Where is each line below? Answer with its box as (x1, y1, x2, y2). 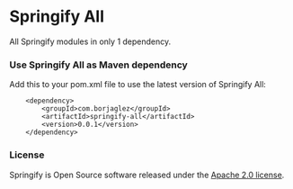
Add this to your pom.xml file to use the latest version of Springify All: (9, 79, 267, 90)
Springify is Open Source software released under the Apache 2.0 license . (9, 169, 285, 180)
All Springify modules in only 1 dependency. (9, 36, 172, 47)
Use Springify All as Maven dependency (9, 58, 189, 71)
